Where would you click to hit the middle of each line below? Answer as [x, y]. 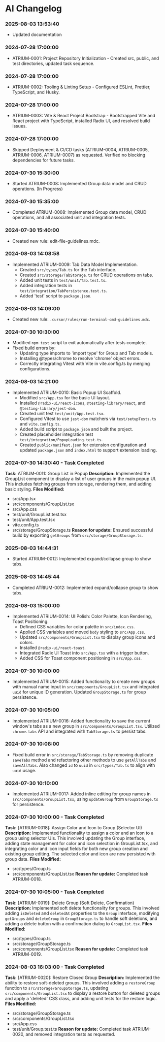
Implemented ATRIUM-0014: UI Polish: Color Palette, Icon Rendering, [82, 616]
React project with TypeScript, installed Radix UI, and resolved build [81, 121]
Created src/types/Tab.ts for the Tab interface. [68, 269]
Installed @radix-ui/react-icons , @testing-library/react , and [82, 403]
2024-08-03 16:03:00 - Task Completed [55, 967]
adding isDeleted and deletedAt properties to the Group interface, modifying [82, 913]
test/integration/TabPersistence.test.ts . [63, 291]
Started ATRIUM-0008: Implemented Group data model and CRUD [79, 183]
